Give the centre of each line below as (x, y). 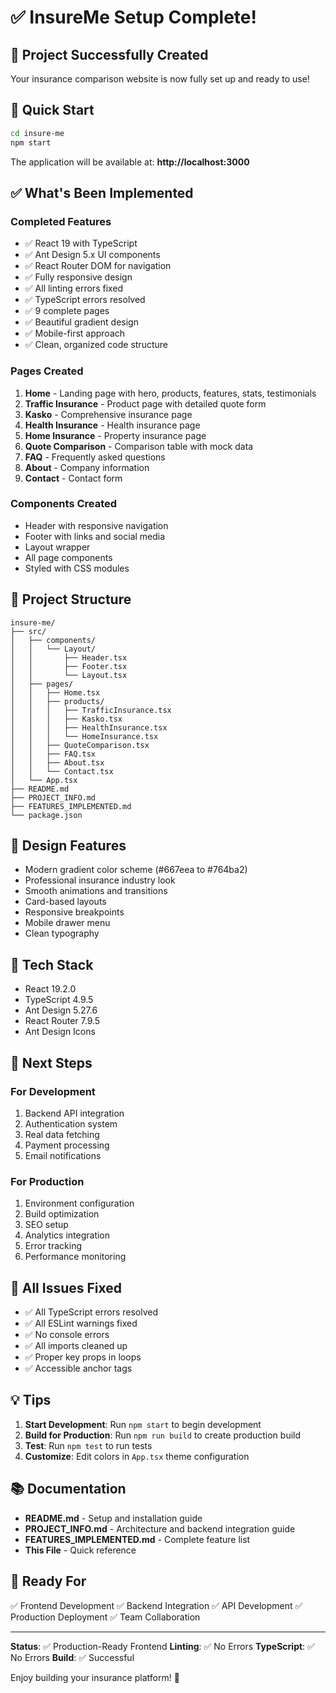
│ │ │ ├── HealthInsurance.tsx (89, 727)
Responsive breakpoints (74, 912)
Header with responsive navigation (96, 525)
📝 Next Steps (51, 1062)
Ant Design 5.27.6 (61, 1010)
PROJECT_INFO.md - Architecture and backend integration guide (160, 1528)
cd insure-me (37, 133)
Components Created (64, 504)
